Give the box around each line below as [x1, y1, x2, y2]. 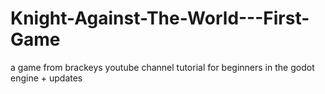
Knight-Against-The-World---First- [10, 7, 310, 30]
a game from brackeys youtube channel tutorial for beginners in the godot [10, 61, 315, 73]
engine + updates [10, 72, 83, 84]
